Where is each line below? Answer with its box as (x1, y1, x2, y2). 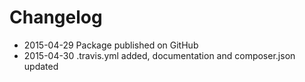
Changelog (9, 6, 103, 29)
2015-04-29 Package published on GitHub (23, 39, 199, 51)
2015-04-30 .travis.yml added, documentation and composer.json (23, 49, 296, 61)
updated (23, 60, 59, 72)
